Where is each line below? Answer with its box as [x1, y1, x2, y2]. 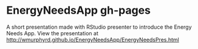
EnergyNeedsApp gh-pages [6, 4, 151, 17]
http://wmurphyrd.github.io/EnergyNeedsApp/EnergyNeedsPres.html [6, 36, 179, 43]
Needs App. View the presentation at [6, 29, 98, 36]
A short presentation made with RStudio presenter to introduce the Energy [6, 23, 193, 30]
